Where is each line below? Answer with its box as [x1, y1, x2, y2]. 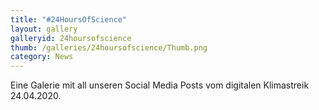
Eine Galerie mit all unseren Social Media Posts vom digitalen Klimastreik [10, 79, 310, 91]
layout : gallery [10, 24, 78, 34]
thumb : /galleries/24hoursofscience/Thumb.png [10, 42, 208, 53]
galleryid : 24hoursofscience [10, 33, 132, 43]
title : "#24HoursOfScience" [10, 14, 128, 25]
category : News [10, 52, 74, 62]
